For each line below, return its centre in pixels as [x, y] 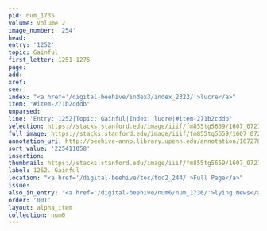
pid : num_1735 [32, 15]
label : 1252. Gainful [44, 171]
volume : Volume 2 [37, 23]
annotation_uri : [35, 141]
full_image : [28, 133]
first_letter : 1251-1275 [49, 60]
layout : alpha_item [41, 207]
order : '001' [30, 200]
